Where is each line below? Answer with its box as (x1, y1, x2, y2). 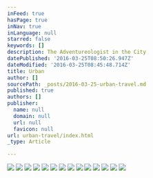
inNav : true (7, 23, 41, 30)
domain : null (13, 112, 51, 119)
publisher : (7, 100, 39, 107)
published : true (7, 87, 54, 94)
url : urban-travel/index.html (7, 132, 94, 139)
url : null (13, 119, 41, 126)
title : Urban (7, 68, 45, 75)
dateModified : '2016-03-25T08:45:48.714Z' (7, 61, 131, 68)
